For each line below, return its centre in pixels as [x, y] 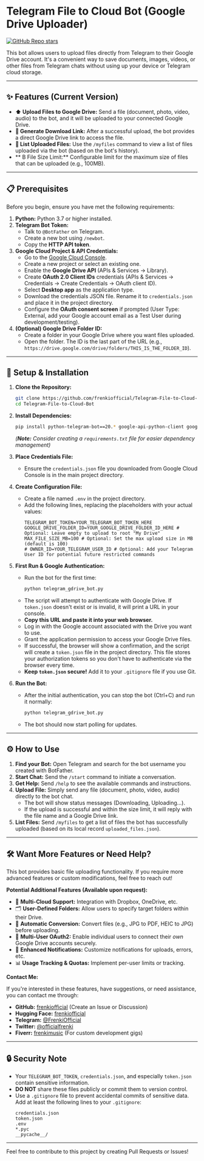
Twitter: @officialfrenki [44, 1027]
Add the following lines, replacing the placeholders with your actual [108, 505]
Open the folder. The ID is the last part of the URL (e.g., [93, 341]
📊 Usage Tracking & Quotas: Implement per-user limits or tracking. [100, 963]
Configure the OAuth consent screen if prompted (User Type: [102, 309]
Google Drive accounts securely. [56, 943]
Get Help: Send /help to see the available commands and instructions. [103, 783]
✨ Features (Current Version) [63, 97]
